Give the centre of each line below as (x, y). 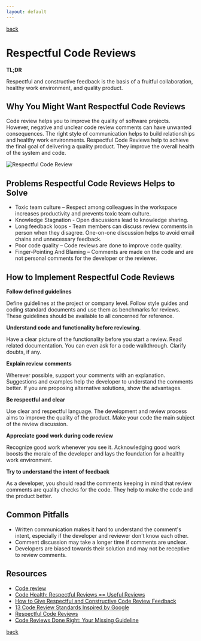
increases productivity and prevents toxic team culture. (83, 214)
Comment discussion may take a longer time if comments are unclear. (101, 542)
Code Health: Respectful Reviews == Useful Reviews (80, 594)
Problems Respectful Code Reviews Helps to (91, 183)
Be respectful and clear (36, 399)
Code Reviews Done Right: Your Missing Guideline (77, 620)
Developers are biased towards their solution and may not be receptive (102, 548)
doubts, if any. (24, 352)
